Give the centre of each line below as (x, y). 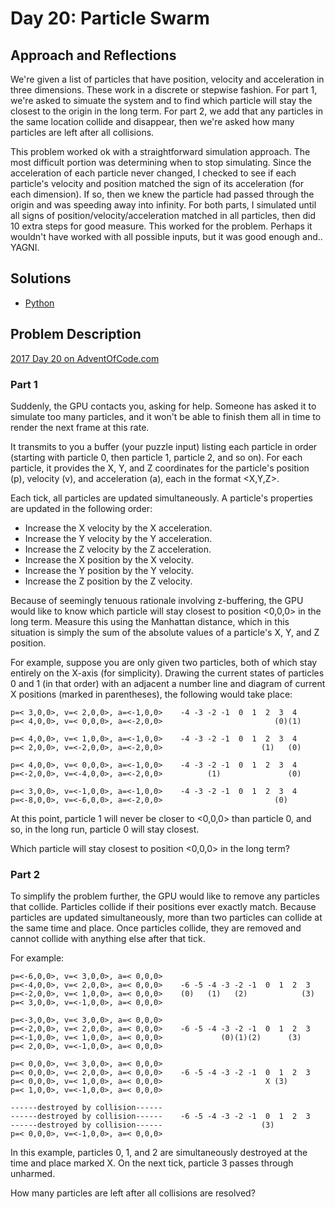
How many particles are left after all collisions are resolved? (133, 1193)
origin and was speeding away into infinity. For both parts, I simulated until (163, 205)
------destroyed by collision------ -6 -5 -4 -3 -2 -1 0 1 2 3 (160, 1117)
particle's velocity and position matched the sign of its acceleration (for (157, 183)
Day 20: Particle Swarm (110, 18)
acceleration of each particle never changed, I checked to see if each (153, 173)
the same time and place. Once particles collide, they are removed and (156, 928)
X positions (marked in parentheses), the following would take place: (151, 694)
